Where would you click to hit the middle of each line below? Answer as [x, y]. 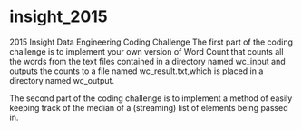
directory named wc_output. [62, 80]
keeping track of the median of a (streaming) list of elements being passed [149, 107]
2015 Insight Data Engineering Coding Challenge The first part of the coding [151, 42]
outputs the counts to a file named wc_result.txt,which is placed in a [136, 71]
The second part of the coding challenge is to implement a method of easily [151, 98]
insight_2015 [59, 17]
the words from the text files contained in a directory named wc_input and [147, 61]
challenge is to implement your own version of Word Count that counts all [146, 51]
